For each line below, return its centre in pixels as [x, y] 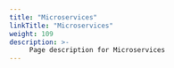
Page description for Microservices [97, 50]
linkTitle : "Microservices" [62, 26]
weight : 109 [31, 34]
